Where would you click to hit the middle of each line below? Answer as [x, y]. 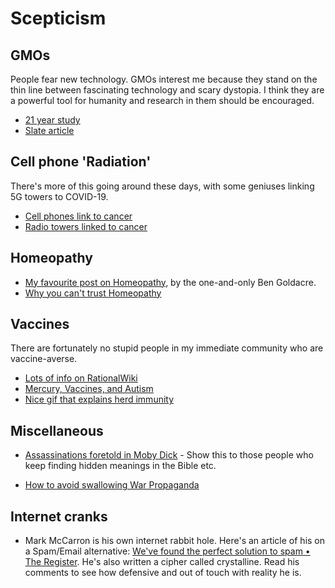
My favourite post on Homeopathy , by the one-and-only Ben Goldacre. [170, 282]
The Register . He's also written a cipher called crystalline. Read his [162, 562]
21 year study [52, 120]
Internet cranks [59, 516]
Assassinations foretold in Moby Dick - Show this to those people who [169, 455]
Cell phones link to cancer [78, 216]
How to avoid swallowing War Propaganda [112, 485]
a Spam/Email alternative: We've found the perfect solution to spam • [167, 551]
